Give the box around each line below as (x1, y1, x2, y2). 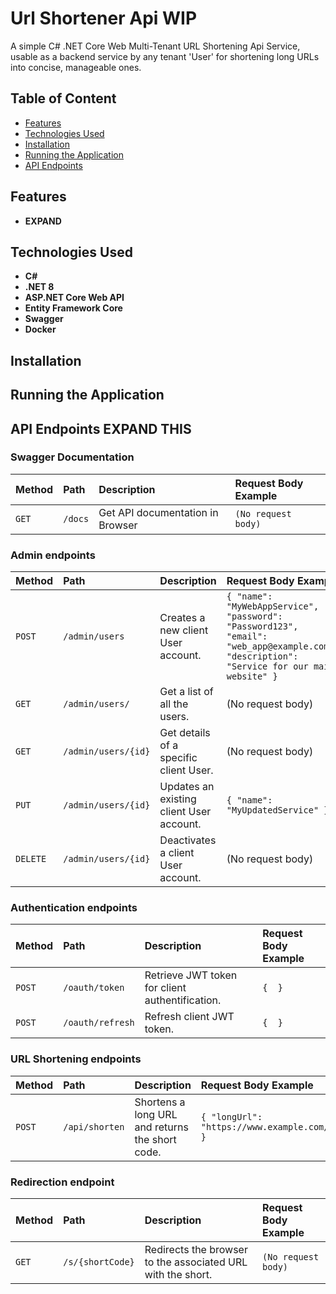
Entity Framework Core (24, 302, 123, 314)
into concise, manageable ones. (10, 61, 142, 73)
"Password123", (226, 621, 299, 632)
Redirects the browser (144, 1243, 248, 1257)
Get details (159, 726, 211, 740)
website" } (226, 671, 278, 682)
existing (159, 792, 197, 806)
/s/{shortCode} (63, 1257, 135, 1268)
